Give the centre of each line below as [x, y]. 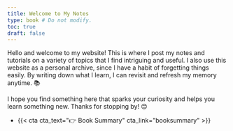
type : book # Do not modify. [50, 20]
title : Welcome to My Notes [48, 14]
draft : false [26, 33]
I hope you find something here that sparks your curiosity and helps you [111, 99]
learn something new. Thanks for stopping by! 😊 [78, 107]
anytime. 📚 [24, 83]
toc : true [22, 26]
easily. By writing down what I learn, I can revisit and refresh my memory [112, 75]
